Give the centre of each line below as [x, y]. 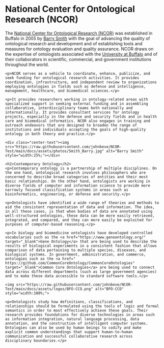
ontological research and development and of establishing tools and [74, 43]
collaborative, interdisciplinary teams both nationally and [69, 108]
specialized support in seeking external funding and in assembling [77, 104]
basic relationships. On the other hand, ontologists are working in [78, 181]
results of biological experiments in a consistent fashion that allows [81, 246]
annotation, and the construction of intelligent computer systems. [77, 323]
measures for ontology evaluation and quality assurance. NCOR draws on [79, 49]
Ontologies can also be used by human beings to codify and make [73, 328]
